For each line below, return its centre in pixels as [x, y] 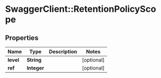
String [34, 60]
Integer [35, 68]
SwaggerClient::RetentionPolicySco [81, 9]
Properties [22, 38]
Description [63, 52]
